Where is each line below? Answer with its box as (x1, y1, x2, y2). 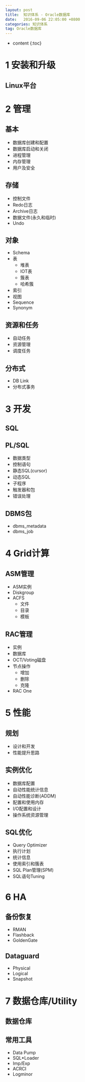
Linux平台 (5, 81, 36, 90)
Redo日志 (12, 202, 33, 208)
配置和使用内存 (12, 799, 44, 805)
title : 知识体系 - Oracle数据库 (5, 12, 70, 17)
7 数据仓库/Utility (5, 995, 77, 1007)
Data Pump (12, 1049, 36, 1056)
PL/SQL (5, 441, 29, 450)
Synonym (12, 305, 33, 311)
